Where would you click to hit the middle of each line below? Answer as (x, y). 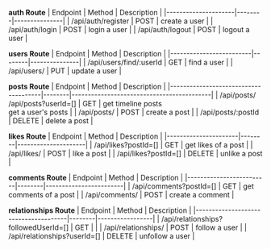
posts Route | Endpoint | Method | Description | (88, 86)
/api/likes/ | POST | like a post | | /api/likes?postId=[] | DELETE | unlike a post (135, 154)
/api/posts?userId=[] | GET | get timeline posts (85, 104)
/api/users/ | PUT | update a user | (65, 71)
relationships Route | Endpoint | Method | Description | (100, 210)
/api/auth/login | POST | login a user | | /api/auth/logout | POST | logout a (129, 29)
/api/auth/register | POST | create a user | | (142, 21)
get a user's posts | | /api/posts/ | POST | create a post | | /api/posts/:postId (134, 112)
